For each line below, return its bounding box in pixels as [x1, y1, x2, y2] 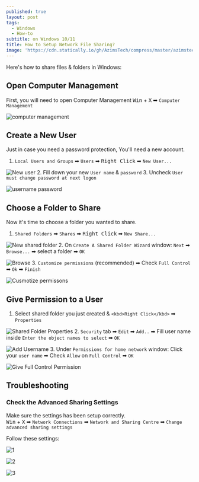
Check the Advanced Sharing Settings [6, 398, 118, 407]
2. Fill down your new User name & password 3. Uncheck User [36, 169, 184, 176]
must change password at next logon [6, 175, 97, 181]
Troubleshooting [6, 381, 69, 391]
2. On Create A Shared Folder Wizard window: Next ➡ [58, 241, 191, 249]
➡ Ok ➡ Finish [6, 266, 41, 273]
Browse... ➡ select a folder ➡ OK [6, 248, 85, 255]
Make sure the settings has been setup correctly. [6, 411, 126, 419]
